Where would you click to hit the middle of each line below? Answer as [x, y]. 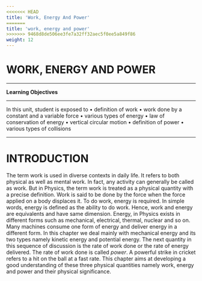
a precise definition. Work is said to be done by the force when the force [96, 194]
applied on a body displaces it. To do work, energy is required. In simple [95, 201]
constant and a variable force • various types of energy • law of [86, 116]
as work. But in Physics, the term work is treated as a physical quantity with [100, 188]
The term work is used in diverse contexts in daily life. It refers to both [93, 175]
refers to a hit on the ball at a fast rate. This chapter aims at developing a [96, 258]
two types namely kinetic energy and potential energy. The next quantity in [99, 239]
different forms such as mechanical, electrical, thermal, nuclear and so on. [98, 220]
